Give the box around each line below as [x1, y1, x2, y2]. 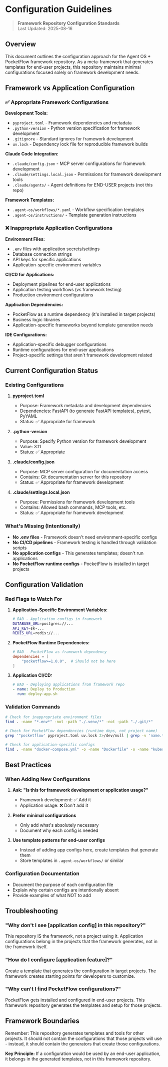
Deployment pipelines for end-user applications [12, 281, 111, 287]
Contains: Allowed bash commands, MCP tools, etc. [19, 504, 127, 510]
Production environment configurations [12, 292, 93, 298]
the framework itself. [5, 944, 48, 950]
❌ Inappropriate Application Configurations [5, 225, 113, 232]
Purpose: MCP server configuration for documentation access [19, 469, 148, 475]
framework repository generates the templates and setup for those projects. [5, 1002, 162, 1008]
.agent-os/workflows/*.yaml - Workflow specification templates [12, 207, 144, 213]
